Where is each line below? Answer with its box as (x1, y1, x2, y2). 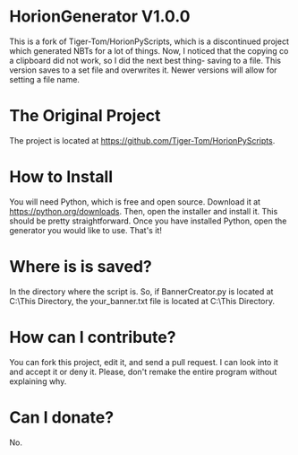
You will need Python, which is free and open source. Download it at (9, 196, 261, 207)
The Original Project (9, 106, 161, 127)
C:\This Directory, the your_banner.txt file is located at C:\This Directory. (9, 295, 276, 306)
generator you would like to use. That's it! (9, 224, 163, 235)
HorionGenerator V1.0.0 (9, 6, 191, 27)
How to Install (9, 167, 114, 188)
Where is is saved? (9, 257, 152, 276)
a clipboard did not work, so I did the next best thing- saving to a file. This (9, 55, 282, 66)
